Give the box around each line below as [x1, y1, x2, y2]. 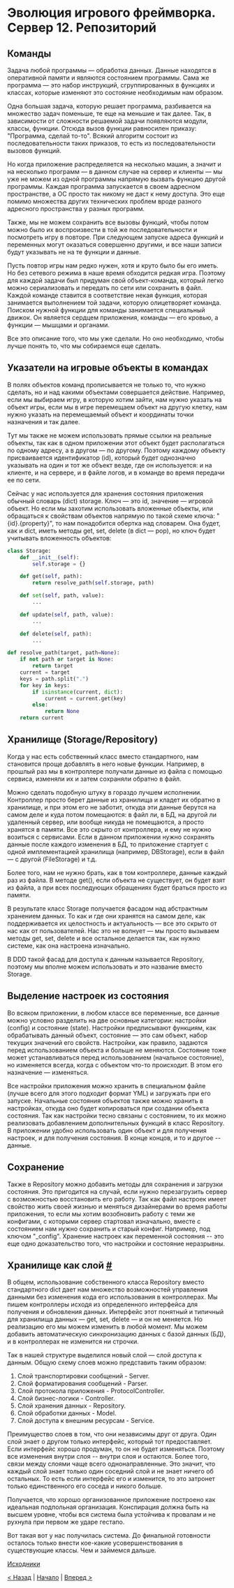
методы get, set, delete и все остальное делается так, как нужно [7, 934, 200, 942]
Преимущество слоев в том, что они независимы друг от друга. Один [7, 1430, 217, 1438]
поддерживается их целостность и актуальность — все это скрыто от [7, 919, 217, 927]
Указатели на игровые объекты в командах [7, 362, 208, 374]
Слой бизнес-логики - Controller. [17, 1394, 115, 1403]
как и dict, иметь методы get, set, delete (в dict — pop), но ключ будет [7, 526, 216, 535]
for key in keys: [20, 681, 71, 689]
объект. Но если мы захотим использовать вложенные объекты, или [7, 504, 213, 512]
